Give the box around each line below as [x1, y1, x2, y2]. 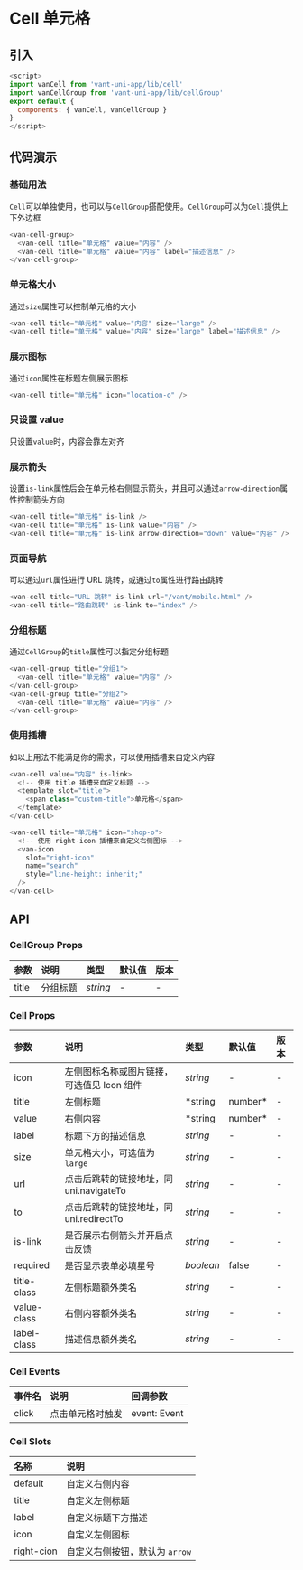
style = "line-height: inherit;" [25, 870, 143, 879]
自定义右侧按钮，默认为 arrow [66, 1546, 192, 1558]
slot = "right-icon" [25, 853, 95, 862]
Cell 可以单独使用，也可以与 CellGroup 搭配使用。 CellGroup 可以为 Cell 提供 [9, 201, 281, 212]
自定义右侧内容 [66, 1478, 131, 1490]
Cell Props [9, 1009, 56, 1021]
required [14, 1258, 50, 1271]
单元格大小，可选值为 [64, 1146, 155, 1159]
